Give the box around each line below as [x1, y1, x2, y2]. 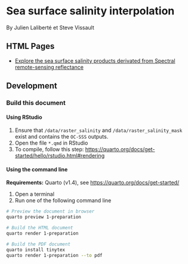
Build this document [6, 99, 66, 107]
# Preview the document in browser [6, 208, 95, 214]
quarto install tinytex [6, 247, 66, 253]
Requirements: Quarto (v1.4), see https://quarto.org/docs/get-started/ [6, 179, 180, 186]
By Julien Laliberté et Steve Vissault [6, 24, 94, 31]
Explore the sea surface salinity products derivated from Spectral [14, 57, 175, 64]
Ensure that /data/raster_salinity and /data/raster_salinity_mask [14, 127, 183, 134]
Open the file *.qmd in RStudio [14, 139, 88, 147]
